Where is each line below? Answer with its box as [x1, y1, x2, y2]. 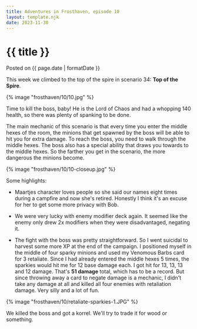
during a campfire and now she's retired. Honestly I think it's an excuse [14, 195, 187, 202]
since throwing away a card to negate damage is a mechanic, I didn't [14, 274, 182, 281]
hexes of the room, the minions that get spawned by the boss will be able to [6, 129, 190, 136]
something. [6, 316, 34, 323]
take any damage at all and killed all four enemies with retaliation [14, 281, 172, 288]
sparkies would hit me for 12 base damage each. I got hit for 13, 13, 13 [14, 262, 183, 269]
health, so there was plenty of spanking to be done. [6, 112, 131, 119]
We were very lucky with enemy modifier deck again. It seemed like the [14, 213, 188, 220]
